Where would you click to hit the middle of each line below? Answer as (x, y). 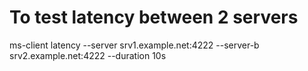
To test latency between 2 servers (154, 17)
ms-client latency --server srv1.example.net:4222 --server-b (134, 45)
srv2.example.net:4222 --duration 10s (88, 55)
